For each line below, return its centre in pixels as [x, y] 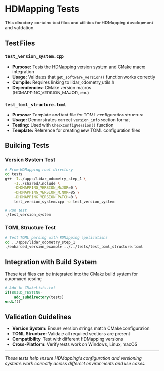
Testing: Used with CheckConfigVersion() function [63, 125]
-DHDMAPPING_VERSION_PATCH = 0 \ [46, 197]
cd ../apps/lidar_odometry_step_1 [40, 242]
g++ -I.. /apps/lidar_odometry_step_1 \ [46, 179]
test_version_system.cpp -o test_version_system [64, 202]
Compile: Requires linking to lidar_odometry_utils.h [63, 82]
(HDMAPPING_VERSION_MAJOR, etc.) [51, 93]
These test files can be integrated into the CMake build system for [72, 274]
